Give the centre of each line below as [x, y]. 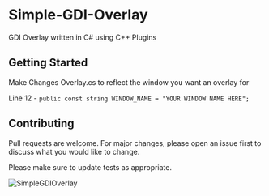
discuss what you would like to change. [74, 151]
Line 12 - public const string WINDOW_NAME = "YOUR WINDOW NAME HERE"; [129, 98]
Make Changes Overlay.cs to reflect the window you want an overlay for [129, 82]
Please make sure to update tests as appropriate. [90, 167]
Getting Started [48, 63]
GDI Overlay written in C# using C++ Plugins [83, 37]
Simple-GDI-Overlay [78, 15]
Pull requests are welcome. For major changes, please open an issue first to [135, 143]
